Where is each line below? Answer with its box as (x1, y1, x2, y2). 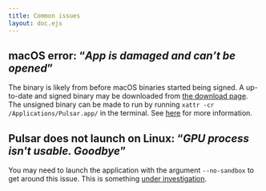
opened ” (8, 61, 54, 75)
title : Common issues (8, 11, 81, 20)
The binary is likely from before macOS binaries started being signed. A (8, 83, 244, 92)
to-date (8, 91, 34, 101)
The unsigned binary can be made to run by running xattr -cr (8, 100, 215, 109)
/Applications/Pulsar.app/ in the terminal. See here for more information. (8, 108, 252, 118)
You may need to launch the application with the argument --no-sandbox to (8, 165, 255, 175)
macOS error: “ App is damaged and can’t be (8, 49, 236, 63)
